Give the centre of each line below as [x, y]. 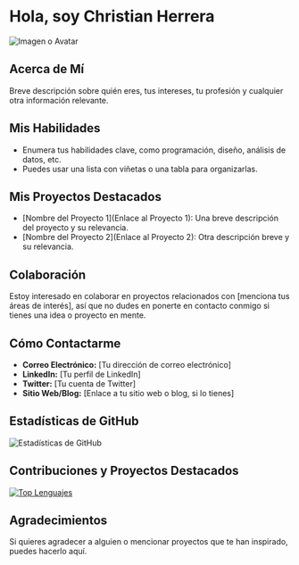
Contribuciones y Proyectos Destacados [124, 471]
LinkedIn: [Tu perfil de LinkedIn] [81, 374]
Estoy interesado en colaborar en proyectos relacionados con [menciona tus [149, 296]
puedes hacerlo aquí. [48, 552]
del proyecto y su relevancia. [75, 228]
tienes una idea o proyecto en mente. [78, 315]
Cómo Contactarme [65, 343]
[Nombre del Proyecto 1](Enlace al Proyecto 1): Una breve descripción [150, 218]
